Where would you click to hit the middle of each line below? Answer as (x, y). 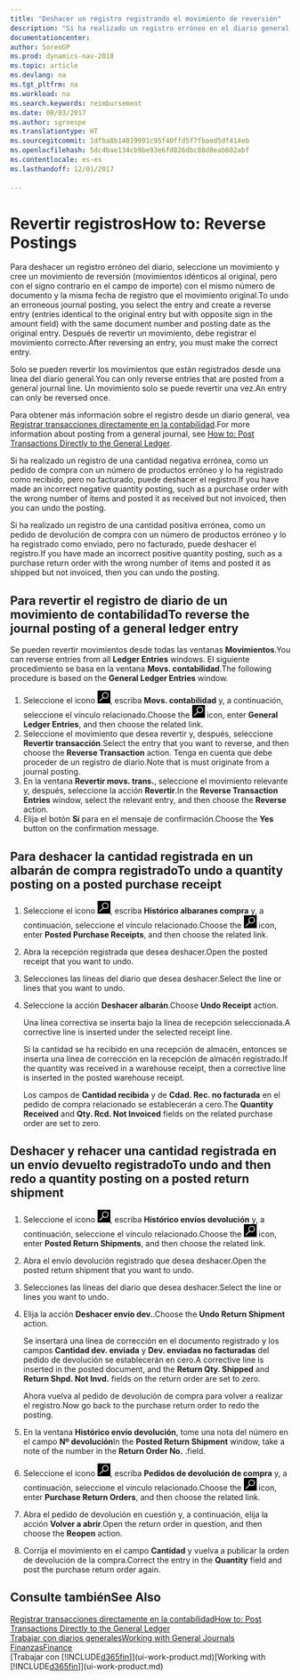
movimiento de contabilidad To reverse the (130, 614)
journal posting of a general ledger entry (125, 628)
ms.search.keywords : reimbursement (76, 103)
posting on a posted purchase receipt (116, 885)
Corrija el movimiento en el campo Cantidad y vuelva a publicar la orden (156, 1550)
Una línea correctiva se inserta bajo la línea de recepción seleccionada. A (157, 1023)
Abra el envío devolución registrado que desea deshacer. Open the (144, 1261)
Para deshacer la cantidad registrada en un (132, 856)
